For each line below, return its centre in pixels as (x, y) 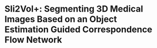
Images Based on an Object (61, 19)
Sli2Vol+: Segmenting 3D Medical (74, 9)
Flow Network (33, 40)
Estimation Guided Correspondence (78, 30)
